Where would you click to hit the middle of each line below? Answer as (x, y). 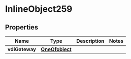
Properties (22, 27)
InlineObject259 (39, 9)
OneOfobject (56, 49)
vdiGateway (22, 49)
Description (90, 41)
